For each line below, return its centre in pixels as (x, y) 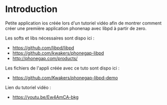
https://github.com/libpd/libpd (43, 47)
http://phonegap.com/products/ (45, 58)
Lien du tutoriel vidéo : (28, 87)
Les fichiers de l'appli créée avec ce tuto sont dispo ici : (62, 68)
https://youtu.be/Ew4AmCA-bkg (45, 97)
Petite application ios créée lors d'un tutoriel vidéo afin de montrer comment (83, 23)
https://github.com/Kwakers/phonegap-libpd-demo (65, 77)
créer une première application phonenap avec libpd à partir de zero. (76, 28)
